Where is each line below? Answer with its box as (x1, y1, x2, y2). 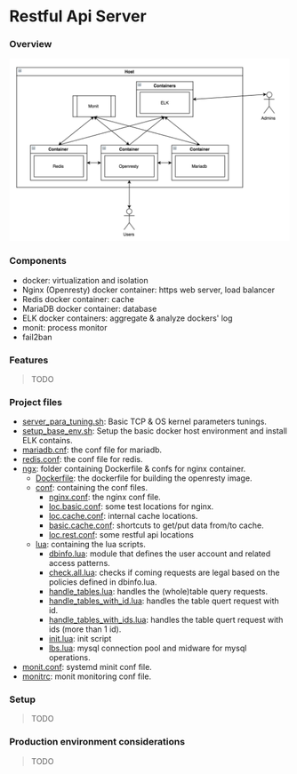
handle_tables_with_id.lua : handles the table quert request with (48, 595, 280, 606)
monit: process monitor (21, 322, 108, 332)
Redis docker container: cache (21, 293, 135, 304)
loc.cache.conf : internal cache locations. (48, 511, 198, 522)
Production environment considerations (9, 736, 185, 748)
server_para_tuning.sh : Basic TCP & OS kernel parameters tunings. (21, 416, 267, 427)
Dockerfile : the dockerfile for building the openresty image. (35, 473, 253, 483)
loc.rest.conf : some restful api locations (48, 530, 194, 540)
